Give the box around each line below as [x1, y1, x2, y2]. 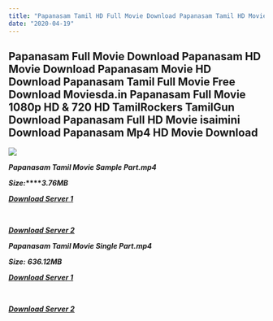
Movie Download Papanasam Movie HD [8, 62, 211, 76]
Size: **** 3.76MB [8, 178, 69, 188]
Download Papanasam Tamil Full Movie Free [8, 75, 236, 89]
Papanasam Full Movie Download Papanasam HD [8, 50, 262, 63]
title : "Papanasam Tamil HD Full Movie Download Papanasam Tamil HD [8, 11, 245, 20]
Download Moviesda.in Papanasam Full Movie [8, 87, 246, 102]
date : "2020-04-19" [8, 20, 75, 28]
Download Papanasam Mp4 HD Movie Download [8, 125, 258, 139]
